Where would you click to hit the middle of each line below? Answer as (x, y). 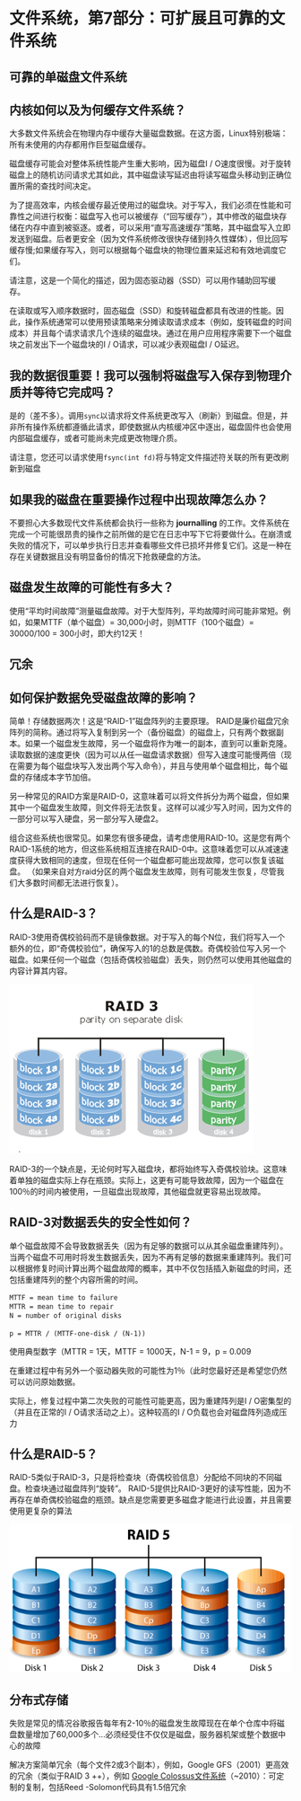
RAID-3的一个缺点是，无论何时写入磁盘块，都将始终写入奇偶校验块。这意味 (148, 1169)
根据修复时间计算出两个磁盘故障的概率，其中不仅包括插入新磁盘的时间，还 (154, 1268)
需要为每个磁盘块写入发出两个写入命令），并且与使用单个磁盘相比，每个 (148, 766)
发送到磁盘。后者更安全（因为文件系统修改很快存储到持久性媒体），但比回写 (149, 239)
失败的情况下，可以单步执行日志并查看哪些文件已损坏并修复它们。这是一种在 (150, 545)
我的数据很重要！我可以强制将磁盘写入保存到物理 (145, 375)
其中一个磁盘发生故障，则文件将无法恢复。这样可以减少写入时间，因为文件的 (150, 808)
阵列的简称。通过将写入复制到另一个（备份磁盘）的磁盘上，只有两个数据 (142, 732)
